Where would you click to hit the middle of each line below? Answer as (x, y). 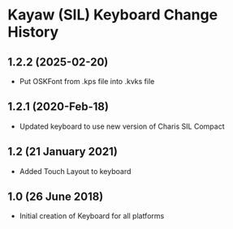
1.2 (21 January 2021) (63, 152)
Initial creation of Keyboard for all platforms (92, 216)
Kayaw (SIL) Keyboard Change (113, 15)
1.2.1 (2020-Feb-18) (58, 107)
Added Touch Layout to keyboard (75, 171)
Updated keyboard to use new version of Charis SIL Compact (122, 126)
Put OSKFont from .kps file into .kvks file (87, 81)
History (33, 32)
